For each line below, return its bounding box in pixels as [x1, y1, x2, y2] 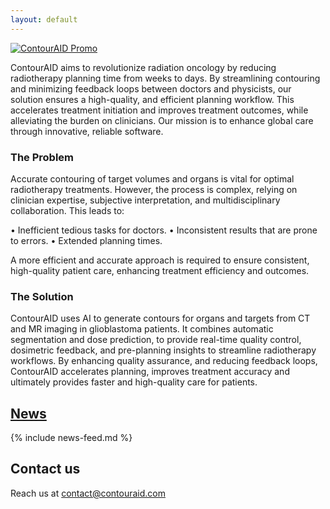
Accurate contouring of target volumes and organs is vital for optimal [10, 172, 295, 185]
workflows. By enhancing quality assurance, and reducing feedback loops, [10, 355, 318, 367]
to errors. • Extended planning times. [10, 234, 163, 246]
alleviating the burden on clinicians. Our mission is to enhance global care [10, 114, 314, 126]
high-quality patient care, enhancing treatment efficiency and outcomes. [10, 264, 310, 276]
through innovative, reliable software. [10, 125, 164, 137]
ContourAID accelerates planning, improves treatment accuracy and [10, 366, 290, 378]
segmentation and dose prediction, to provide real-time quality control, [10, 334, 302, 346]
